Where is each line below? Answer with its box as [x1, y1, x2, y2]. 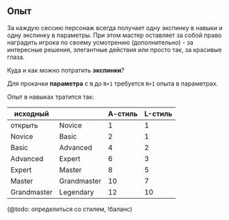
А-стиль [108, 109, 138, 119]
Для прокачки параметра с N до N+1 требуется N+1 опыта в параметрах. [7, 79, 219, 88]
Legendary [59, 187, 94, 197]
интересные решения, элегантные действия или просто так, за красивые [7, 45, 222, 53]
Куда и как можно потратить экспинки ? [7, 66, 125, 74]
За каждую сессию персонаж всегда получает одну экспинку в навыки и [7, 23, 223, 32]
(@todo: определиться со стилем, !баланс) [7, 205, 133, 213]
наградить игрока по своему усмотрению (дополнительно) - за [7, 38, 193, 47]
